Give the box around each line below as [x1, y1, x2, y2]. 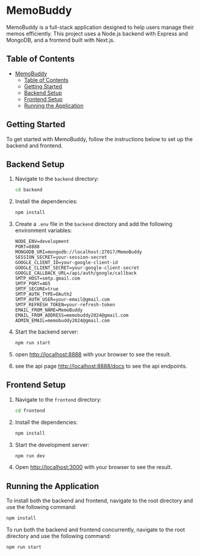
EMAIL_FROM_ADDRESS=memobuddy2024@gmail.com [14, 312, 129, 318]
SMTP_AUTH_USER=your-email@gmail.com [14, 297, 110, 303]
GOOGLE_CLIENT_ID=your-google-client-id [14, 260, 118, 266]
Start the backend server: [14, 328, 79, 335]
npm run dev [14, 453, 45, 459]
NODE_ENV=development [14, 239, 69, 245]
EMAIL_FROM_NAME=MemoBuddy [14, 307, 83, 314]
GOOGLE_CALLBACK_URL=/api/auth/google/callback [14, 270, 137, 276]
